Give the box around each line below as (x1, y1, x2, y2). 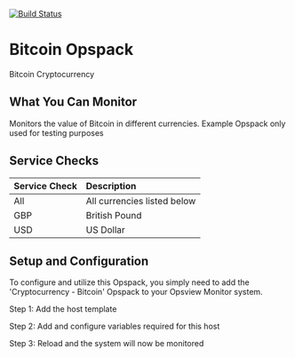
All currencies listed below (85, 194, 196, 207)
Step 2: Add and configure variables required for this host (9, 321, 220, 332)
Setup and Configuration (9, 253, 149, 268)
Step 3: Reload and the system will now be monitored (9, 338, 204, 349)
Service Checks (9, 154, 100, 169)
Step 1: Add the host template (9, 304, 117, 314)
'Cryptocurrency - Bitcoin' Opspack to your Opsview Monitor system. (9, 287, 264, 297)
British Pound (85, 209, 142, 221)
